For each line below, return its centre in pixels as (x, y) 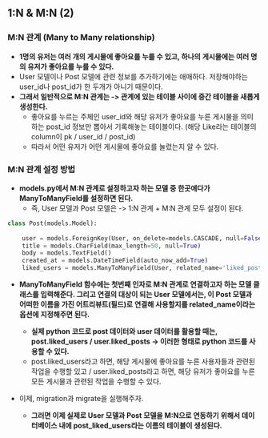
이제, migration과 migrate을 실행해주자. (81, 399)
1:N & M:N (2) (41, 13)
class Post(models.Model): (52, 223)
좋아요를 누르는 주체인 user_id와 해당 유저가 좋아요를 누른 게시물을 (135, 116)
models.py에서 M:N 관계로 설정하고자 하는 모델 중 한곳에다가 (114, 188)
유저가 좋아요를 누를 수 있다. (70, 66)
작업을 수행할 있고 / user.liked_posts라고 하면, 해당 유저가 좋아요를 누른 (143, 372)
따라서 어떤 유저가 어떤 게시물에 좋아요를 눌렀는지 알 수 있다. (125, 147)
